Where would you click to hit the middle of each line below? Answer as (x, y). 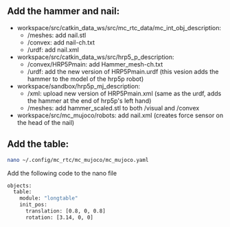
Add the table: (38, 144)
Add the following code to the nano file (62, 173)
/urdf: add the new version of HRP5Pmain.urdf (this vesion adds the (123, 71)
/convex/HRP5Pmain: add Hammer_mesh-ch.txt (95, 64)
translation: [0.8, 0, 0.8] (66, 211)
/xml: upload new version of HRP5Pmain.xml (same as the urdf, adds (124, 93)
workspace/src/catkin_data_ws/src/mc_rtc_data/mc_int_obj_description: (119, 27)
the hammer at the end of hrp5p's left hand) (89, 100)
